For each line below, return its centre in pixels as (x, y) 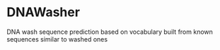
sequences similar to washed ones (57, 39)
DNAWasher (44, 12)
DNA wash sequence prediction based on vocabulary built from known (110, 32)
